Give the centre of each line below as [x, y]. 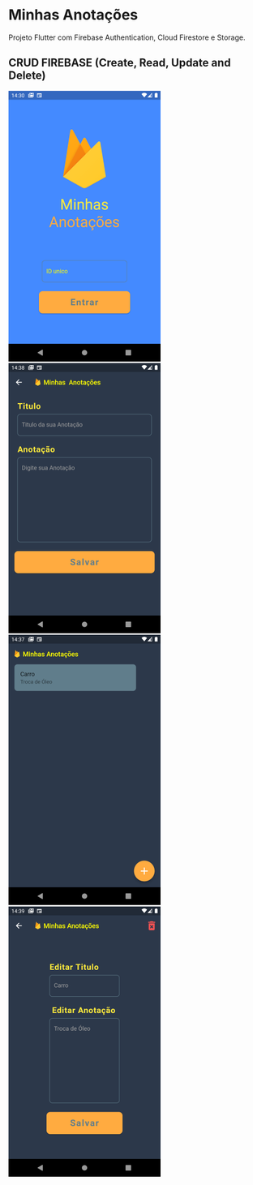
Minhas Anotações [73, 15]
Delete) [27, 76]
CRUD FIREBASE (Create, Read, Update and [120, 63]
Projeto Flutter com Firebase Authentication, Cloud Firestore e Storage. [127, 37]
